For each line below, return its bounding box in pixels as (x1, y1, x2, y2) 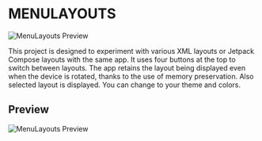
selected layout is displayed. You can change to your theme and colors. (8, 80, 241, 90)
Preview (8, 103, 50, 116)
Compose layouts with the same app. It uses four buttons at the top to (8, 55, 236, 64)
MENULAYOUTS (8, 5, 116, 23)
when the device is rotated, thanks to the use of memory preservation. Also (8, 71, 255, 81)
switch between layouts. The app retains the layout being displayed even (8, 63, 246, 72)
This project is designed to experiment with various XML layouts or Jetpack (8, 46, 255, 55)
